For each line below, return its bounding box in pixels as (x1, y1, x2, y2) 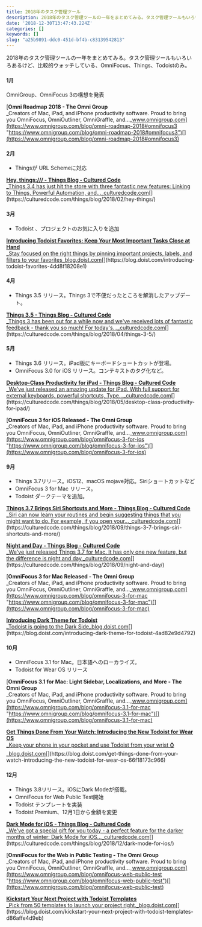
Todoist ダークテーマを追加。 (14, 493, 88, 500)
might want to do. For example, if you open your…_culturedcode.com (6, 517, 177, 525)
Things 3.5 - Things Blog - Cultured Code (6, 311, 111, 318)
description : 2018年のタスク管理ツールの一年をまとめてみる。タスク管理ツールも (6, 14, 186, 21)
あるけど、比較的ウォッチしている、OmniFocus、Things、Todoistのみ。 (11, 62, 191, 69)
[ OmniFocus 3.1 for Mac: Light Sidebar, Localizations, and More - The (6, 678, 182, 685)
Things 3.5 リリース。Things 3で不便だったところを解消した (14, 291, 164, 299)
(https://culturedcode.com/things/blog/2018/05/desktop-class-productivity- (6, 399, 195, 406)
